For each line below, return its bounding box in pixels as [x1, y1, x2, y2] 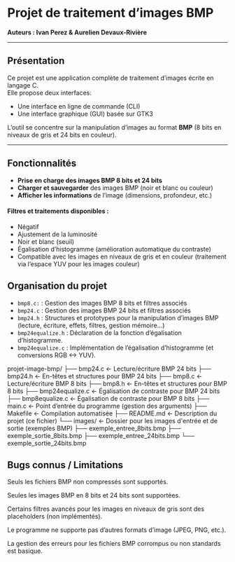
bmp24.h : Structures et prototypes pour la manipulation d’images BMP [17, 313, 219, 322]
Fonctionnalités [7, 158, 77, 170]
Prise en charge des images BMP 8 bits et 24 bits [17, 176, 163, 184]
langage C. [7, 81, 38, 89]
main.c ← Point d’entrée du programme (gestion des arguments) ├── [7, 402, 208, 410]
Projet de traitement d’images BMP [7, 5, 214, 21]
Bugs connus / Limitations [7, 459, 124, 471]
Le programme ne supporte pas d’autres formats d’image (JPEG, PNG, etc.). [7, 526, 227, 534]
